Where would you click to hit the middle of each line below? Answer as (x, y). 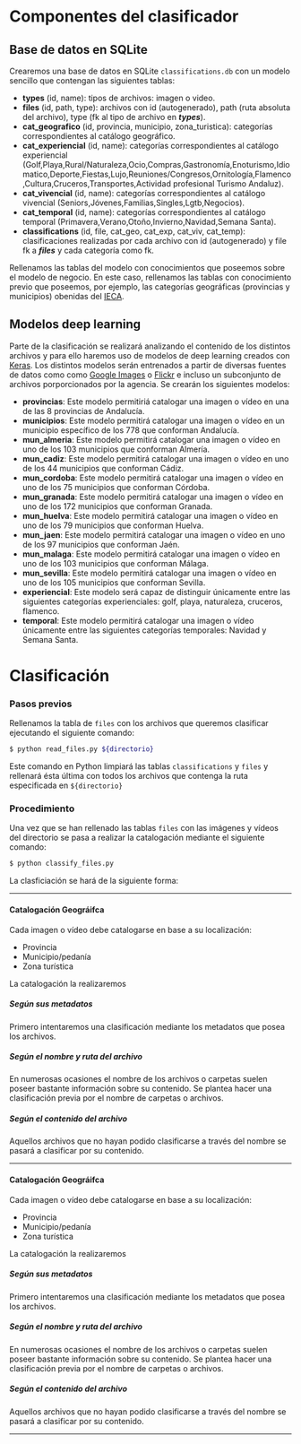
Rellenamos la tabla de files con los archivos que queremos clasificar (139, 723)
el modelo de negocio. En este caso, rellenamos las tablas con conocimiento (150, 277)
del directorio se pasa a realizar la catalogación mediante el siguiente (137, 838)
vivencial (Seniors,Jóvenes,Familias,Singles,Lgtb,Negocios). (133, 203)
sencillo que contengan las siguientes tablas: (92, 81)
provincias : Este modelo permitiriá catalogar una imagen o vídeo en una (155, 402)
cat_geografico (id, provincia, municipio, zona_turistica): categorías (147, 126)
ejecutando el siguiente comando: (72, 733)
